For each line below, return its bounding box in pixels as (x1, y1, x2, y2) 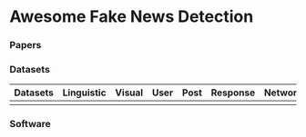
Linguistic (62, 86, 107, 99)
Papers (9, 39, 42, 52)
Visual (115, 86, 144, 99)
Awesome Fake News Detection (9, 6, 254, 27)
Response (210, 86, 256, 99)
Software (9, 118, 52, 131)
